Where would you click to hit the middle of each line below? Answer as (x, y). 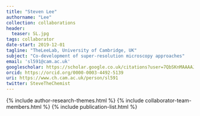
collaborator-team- (168, 101)
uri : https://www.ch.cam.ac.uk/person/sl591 (62, 78)
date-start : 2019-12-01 (36, 45)
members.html (24, 107)
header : (16, 28)
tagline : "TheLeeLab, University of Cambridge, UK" (71, 51)
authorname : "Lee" (29, 17)
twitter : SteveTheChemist (38, 84)
